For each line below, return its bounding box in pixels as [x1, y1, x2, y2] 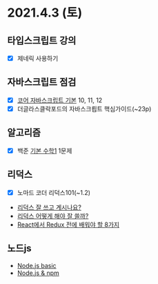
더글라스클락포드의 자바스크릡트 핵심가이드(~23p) [17, 104, 152, 113]
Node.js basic [17, 261, 57, 269]
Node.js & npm [17, 269, 60, 277]
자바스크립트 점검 [7, 76, 77, 88]
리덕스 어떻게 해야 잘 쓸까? [17, 211, 89, 220]
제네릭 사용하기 [17, 55, 59, 62]
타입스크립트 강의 [7, 35, 77, 46]
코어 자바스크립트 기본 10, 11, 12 [17, 96, 103, 104]
